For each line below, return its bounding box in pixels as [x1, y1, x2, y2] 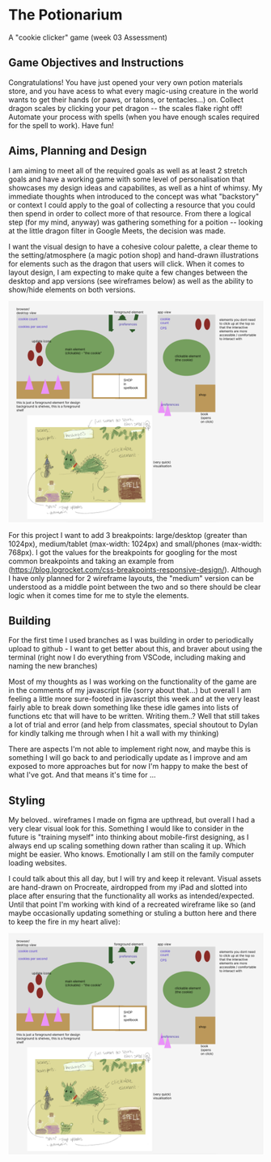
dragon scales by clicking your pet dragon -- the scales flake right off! [8, 103, 243, 113]
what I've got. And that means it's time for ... [8, 770, 156, 780]
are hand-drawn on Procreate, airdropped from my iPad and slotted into [8, 882, 248, 892]
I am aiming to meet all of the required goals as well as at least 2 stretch [8, 165, 248, 175]
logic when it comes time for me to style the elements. [8, 590, 189, 600]
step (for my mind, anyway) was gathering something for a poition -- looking [8, 217, 264, 227]
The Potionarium [8, 6, 123, 24]
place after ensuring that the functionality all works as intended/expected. [8, 891, 255, 901]
